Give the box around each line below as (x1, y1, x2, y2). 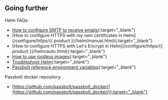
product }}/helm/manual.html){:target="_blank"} (54, 37, 153, 43)
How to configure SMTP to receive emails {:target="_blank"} (12, 27, 136, 33)
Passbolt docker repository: (5, 73, 62, 79)
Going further (5, 4, 48, 12)
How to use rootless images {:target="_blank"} (12, 53, 107, 59)
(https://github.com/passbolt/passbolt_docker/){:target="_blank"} (12, 88, 148, 94)
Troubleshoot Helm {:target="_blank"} (12, 58, 89, 64)
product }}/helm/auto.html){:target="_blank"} (12, 48, 105, 54)
